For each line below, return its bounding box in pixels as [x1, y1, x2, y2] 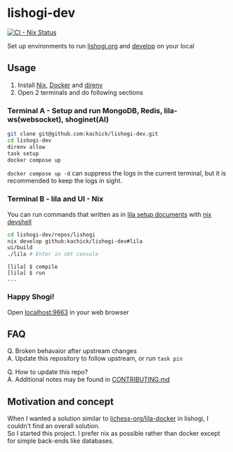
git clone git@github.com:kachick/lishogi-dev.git [7, 131, 159, 138]
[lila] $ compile [7, 263, 58, 271]
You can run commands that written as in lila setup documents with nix [7, 210, 212, 218]
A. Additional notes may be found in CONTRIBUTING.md [7, 375, 171, 384]
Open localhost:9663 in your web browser [7, 307, 130, 317]
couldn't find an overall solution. [7, 422, 100, 430]
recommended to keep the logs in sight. [7, 177, 123, 185]
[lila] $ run [7, 270, 46, 277]
